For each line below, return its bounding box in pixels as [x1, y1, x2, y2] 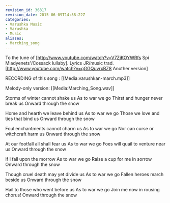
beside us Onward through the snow [5, 177, 82, 183]
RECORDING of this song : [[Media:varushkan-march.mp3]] [5, 75, 130, 81]
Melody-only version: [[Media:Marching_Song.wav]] [5, 85, 115, 91]
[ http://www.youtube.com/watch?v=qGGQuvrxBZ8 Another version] [5, 65, 149, 71]
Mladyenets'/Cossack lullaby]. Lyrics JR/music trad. [5, 60, 114, 66]
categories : [5, 17, 31, 22]
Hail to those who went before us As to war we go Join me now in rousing [5, 186, 160, 192]
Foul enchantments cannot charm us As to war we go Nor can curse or [5, 125, 154, 131]
